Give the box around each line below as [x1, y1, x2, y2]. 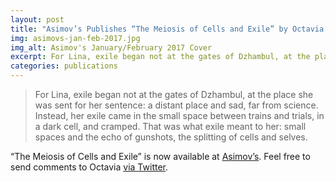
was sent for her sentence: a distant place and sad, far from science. [34, 99, 319, 111]
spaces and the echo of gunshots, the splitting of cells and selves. [34, 131, 308, 143]
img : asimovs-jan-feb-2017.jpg [10, 33, 141, 43]
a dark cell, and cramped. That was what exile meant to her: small [34, 121, 307, 132]
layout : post [10, 14, 65, 25]
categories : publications [10, 61, 118, 71]
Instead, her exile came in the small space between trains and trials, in [34, 110, 325, 121]
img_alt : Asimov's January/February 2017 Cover [10, 42, 213, 53]
